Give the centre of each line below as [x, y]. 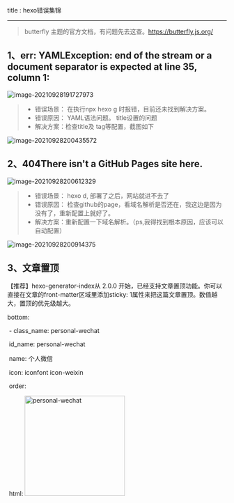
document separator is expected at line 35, [102, 67]
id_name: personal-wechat [47, 344]
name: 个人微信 [31, 359]
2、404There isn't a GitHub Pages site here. [105, 164]
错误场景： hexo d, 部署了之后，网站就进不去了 [102, 195]
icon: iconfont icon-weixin [46, 373]
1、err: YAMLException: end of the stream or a [110, 55]
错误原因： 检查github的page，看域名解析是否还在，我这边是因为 [128, 204]
